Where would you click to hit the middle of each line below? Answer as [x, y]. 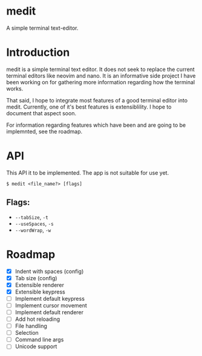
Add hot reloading [37, 319]
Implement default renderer [49, 312]
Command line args [39, 340]
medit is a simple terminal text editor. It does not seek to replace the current [100, 69]
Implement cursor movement [51, 305]
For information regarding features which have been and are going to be [96, 125]
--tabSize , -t [31, 217]
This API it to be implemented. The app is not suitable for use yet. [88, 173]
